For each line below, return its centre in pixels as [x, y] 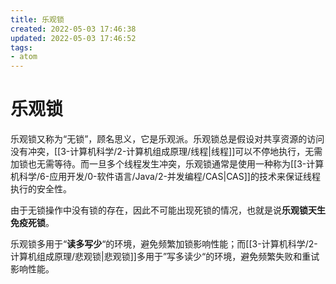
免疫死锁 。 [32, 223]
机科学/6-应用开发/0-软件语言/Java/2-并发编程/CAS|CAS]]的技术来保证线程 [165, 177]
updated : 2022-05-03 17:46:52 [73, 38]
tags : [21, 47]
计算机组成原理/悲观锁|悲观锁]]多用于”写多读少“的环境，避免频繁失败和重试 [165, 257]
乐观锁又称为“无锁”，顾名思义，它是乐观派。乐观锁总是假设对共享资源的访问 [167, 139]
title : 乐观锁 [37, 19]
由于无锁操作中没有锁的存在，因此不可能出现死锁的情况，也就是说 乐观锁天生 [168, 210]
